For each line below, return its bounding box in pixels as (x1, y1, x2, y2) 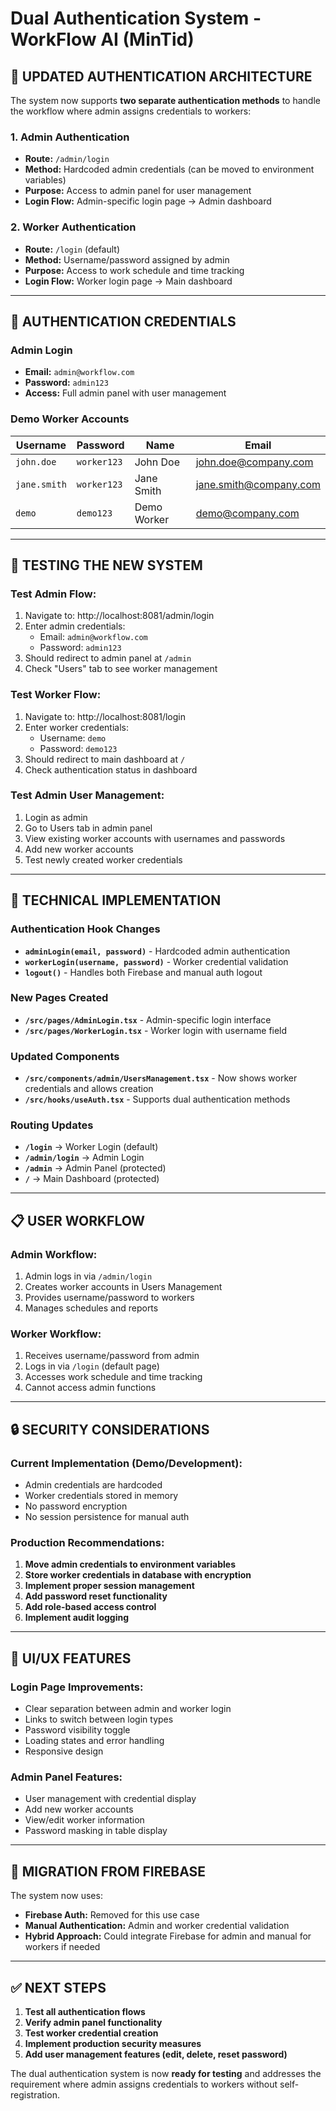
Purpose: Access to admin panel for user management (24, 185, 252, 197)
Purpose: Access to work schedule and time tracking (24, 264, 245, 276)
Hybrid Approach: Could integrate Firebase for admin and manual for (24, 1930, 312, 1942)
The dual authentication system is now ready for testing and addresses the (10, 2068, 322, 2080)
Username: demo (39, 732, 107, 744)
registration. (10, 2089, 60, 2101)
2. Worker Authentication (10, 220, 137, 234)
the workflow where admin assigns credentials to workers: (10, 105, 252, 117)
